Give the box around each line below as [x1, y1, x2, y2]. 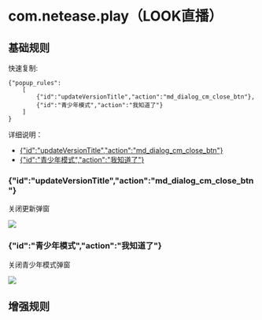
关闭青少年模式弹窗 [8, 259, 71, 269]
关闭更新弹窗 [8, 204, 50, 214]
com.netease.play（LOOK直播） [8, 7, 223, 25]
